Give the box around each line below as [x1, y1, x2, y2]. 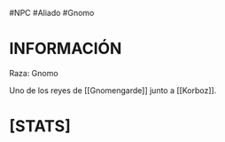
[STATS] [9, 116, 71, 137]
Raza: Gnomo [9, 67, 59, 78]
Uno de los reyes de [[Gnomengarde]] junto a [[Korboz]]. [9, 84, 217, 96]
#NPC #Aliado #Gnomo [9, 8, 95, 18]
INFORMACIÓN [9, 39, 122, 59]
